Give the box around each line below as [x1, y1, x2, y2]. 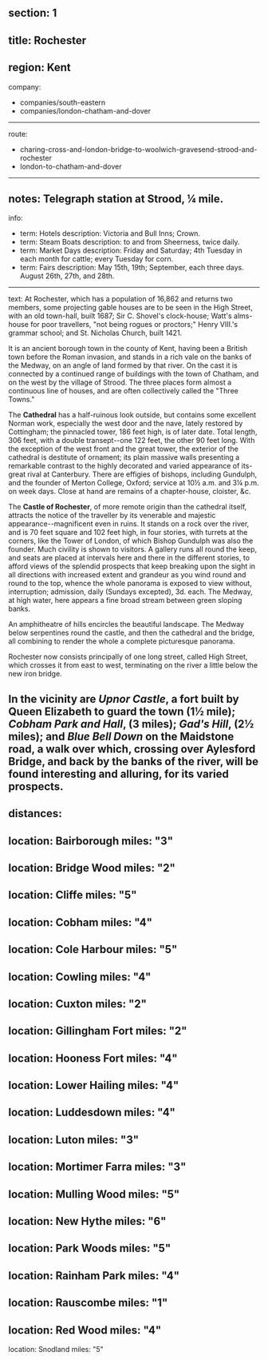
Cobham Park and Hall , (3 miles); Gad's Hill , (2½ [8, 717, 254, 731]
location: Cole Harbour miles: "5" [8, 943, 178, 956]
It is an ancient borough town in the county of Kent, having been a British [8, 344, 248, 353]
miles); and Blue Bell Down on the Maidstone [8, 729, 235, 743]
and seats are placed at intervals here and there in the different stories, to [8, 553, 250, 563]
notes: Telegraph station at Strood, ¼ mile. [8, 192, 224, 205]
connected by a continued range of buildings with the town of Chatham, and [8, 369, 259, 379]
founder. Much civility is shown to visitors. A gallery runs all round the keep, [8, 544, 258, 554]
